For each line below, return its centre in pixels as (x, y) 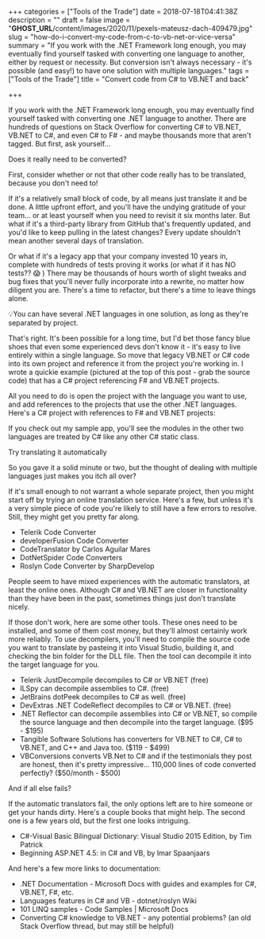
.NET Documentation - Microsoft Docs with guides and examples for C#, (138, 884)
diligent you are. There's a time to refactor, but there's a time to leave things (132, 290)
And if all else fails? (40, 788)
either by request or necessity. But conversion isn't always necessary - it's (130, 62)
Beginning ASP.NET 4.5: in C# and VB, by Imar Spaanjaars (115, 853)
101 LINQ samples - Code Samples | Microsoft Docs (104, 909)
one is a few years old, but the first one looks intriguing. (99, 820)
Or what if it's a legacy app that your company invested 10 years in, (118, 256)
